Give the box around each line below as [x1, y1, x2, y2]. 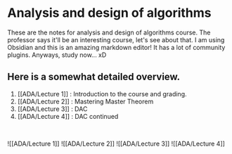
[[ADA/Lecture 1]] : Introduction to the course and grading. [17, 89, 188, 98]
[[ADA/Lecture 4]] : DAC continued [17, 112, 119, 120]
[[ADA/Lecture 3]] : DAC [17, 104, 88, 113]
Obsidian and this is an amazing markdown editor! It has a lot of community [7, 43, 226, 51]
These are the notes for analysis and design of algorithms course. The [7, 28, 211, 37]
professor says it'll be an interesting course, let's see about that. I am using [7, 35, 225, 44]
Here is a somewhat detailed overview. [7, 71, 181, 83]
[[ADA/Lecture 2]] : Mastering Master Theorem [17, 97, 154, 105]
